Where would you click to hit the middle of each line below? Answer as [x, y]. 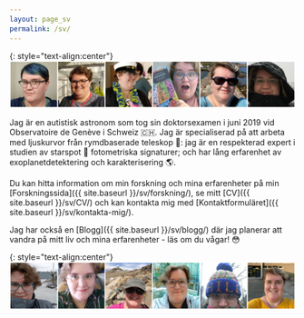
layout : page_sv [40, 19]
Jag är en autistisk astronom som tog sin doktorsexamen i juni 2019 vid [142, 123]
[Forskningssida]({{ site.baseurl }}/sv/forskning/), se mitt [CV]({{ [130, 193]
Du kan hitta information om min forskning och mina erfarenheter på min [144, 184]
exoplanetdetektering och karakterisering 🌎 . [93, 163]
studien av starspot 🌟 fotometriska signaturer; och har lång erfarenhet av [146, 152]
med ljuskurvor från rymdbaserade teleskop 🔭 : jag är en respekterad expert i [152, 143]
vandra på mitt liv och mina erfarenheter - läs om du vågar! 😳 [125, 240]
